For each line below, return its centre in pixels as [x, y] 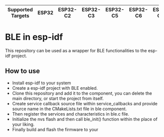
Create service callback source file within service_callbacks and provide [85, 103]
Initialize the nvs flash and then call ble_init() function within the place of [85, 119]
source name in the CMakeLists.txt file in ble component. [69, 109]
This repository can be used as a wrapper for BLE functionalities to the [76, 50]
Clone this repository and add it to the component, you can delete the [82, 93]
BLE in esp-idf [34, 37]
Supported [20, 10]
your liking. [23, 124]
